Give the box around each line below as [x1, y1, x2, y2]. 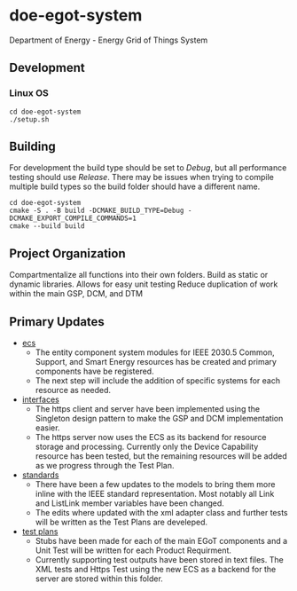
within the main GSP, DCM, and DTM [9, 288, 144, 299]
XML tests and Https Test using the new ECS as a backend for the [35, 564, 277, 575]
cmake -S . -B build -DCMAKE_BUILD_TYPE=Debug [9, 206, 184, 216]
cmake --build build [9, 222, 86, 231]
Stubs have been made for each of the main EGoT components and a [35, 536, 288, 547]
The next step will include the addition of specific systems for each [35, 375, 281, 386]
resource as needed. [35, 385, 112, 396]
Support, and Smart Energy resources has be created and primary [35, 357, 277, 367]
